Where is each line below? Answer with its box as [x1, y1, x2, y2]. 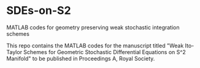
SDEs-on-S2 [6, 4, 72, 18]
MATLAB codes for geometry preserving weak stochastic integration [6, 24, 180, 31]
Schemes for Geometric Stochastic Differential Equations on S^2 [23, 48, 186, 55]
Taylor [6, 48, 23, 55]
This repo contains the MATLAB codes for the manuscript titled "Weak [6, 42, 184, 49]
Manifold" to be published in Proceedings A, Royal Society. [6, 55, 155, 62]
